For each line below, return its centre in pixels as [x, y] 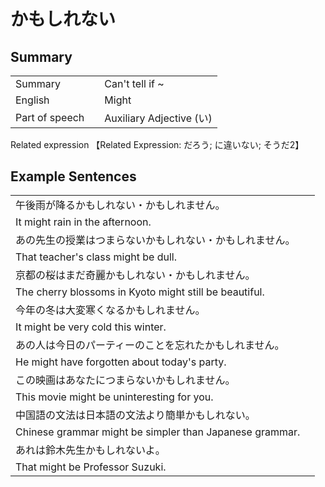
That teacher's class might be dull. [96, 257]
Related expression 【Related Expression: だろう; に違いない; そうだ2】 [157, 144]
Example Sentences [73, 176]
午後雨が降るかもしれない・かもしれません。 [120, 205]
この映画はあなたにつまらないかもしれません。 [125, 380]
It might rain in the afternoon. [83, 222]
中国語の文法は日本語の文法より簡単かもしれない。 [135, 415]
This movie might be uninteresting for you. [114, 397]
